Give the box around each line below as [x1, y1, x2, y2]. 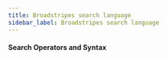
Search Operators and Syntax [8, 43, 107, 52]
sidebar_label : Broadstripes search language [8, 19, 159, 26]
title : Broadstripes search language [8, 11, 132, 19]
